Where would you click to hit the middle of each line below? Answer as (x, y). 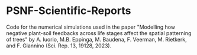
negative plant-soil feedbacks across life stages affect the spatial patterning (99, 33)
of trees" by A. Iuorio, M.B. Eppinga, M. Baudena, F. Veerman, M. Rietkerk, (97, 39)
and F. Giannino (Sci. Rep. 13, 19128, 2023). (59, 46)
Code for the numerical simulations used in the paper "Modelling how (91, 27)
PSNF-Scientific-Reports (69, 11)
